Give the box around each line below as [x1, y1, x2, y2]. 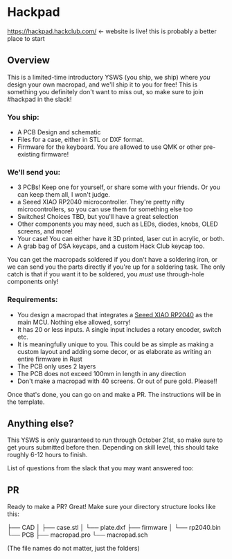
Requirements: [7, 295, 58, 305]
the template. [7, 398, 45, 406]
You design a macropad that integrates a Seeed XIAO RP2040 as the [17, 310, 213, 319]
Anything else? [7, 418, 74, 429]
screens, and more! [17, 227, 73, 236]
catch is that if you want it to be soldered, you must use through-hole [7, 270, 204, 278]
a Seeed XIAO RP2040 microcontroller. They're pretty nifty [17, 198, 185, 206]
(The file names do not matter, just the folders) [7, 544, 140, 553]
